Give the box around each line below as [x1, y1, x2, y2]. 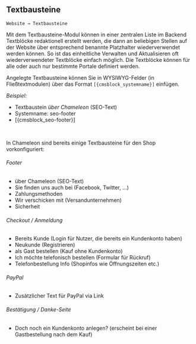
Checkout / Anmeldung [6, 217, 63, 224]
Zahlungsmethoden [14, 190, 63, 198]
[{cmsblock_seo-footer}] [14, 116, 75, 123]
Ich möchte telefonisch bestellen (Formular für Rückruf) [14, 254, 151, 261]
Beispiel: [6, 92, 27, 99]
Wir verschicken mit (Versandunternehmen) [14, 196, 122, 204]
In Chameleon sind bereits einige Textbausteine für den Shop [6, 139, 156, 146]
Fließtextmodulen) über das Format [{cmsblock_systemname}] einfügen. [6, 80, 180, 87]
